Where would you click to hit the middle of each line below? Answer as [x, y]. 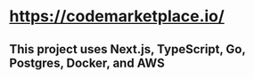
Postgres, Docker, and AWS [87, 63]
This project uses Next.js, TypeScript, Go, [127, 49]
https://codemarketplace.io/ [117, 16]
